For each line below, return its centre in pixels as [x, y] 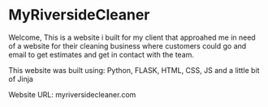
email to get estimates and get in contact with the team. [102, 54]
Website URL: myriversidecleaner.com [72, 94]
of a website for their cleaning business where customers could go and [128, 45]
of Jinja [21, 79]
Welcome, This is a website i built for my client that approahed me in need [132, 37]
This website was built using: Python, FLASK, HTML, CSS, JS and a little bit [134, 70]
